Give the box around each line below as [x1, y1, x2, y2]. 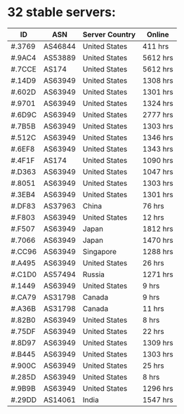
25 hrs [143, 361, 164, 370]
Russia [82, 269, 105, 279]
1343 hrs [143, 144, 173, 154]
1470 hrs [143, 235, 173, 245]
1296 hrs [143, 383, 173, 393]
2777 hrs [143, 109, 173, 119]
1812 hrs [143, 224, 173, 234]
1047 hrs [143, 166, 173, 176]
